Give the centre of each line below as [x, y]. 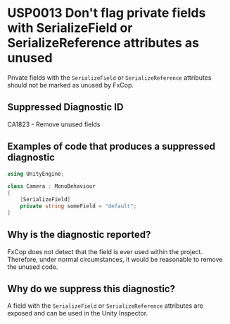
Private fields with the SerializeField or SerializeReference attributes [109, 77]
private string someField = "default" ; [78, 206]
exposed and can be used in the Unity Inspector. [78, 313]
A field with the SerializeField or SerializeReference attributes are [106, 306]
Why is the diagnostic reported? [79, 235]
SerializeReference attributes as [103, 43]
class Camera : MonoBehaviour [52, 186]
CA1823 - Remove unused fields [54, 124]
